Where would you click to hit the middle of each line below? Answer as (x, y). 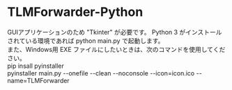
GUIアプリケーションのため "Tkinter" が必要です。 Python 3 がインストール (115, 32)
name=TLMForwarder (38, 80)
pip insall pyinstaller (36, 66)
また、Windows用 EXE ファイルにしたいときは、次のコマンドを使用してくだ (116, 49)
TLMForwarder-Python (75, 12)
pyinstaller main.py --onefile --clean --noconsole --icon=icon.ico (101, 73)
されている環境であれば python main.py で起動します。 (86, 40)
